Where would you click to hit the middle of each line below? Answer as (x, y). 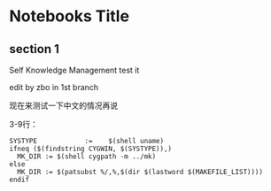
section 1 (34, 49)
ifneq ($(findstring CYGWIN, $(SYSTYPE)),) (91, 149)
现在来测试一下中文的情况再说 (63, 105)
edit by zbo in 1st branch (54, 87)
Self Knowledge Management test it (74, 70)
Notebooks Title (70, 16)
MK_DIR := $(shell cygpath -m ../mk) (87, 157)
